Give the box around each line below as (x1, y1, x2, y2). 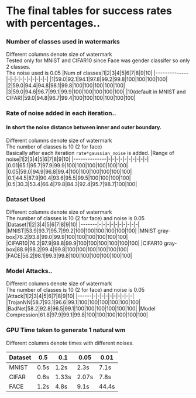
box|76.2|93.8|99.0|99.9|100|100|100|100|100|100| (6, 233, 128, 240)
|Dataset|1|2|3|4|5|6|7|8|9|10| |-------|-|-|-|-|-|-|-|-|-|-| (6, 221, 140, 228)
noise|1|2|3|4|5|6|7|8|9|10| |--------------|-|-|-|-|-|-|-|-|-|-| (6, 156, 149, 163)
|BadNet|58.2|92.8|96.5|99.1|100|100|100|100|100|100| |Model (6, 305, 156, 312)
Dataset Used (6, 195, 46, 203)
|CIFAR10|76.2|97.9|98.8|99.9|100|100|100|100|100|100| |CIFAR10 (6, 240, 163, 247)
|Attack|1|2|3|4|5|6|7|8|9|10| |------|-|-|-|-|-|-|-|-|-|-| (6, 292, 135, 300)
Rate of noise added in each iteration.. (6, 109, 116, 117)
